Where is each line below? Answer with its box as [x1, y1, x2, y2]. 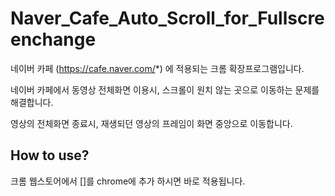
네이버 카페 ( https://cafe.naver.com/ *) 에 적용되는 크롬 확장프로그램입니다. [10, 62, 305, 74]
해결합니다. [10, 96, 54, 108]
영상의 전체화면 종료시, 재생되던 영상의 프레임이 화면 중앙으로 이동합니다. [10, 117, 293, 129]
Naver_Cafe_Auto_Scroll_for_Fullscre [10, 7, 325, 30]
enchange [10, 28, 97, 51]
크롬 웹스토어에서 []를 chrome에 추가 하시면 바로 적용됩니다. [10, 175, 246, 187]
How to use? [10, 147, 90, 164]
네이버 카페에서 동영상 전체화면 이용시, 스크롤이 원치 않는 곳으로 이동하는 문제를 [10, 83, 320, 96]
